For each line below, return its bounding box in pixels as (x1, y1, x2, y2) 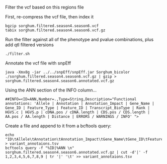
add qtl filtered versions (5, 42, 54, 48)
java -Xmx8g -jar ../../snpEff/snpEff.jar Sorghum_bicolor (5, 70, 130, 75)
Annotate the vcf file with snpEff (5, 60, 71, 66)
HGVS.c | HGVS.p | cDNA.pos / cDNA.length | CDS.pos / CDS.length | (5, 110, 150, 115)
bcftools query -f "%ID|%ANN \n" (5, 146, 75, 151)
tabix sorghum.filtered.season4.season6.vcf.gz (5, 28, 106, 33)
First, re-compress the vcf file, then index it (5, 14, 94, 19)
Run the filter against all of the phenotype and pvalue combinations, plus (5, 37, 154, 42)
